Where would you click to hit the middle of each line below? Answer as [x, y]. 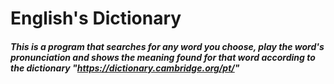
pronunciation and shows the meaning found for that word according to [163, 57]
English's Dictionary [96, 18]
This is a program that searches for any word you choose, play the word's [167, 46]
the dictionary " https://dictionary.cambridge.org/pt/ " [125, 68]
